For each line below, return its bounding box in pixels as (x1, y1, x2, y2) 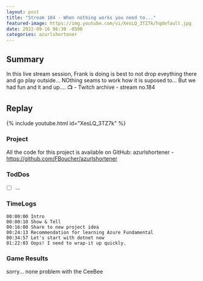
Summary (6, 54, 44, 64)
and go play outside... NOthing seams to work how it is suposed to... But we (6, 77, 196, 84)
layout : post (6, 9, 40, 15)
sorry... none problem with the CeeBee (6, 268, 103, 275)
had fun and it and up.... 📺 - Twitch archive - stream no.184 (6, 83, 156, 91)
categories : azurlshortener (6, 32, 78, 38)
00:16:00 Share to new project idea (6, 224, 99, 230)
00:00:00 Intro (6, 213, 45, 220)
